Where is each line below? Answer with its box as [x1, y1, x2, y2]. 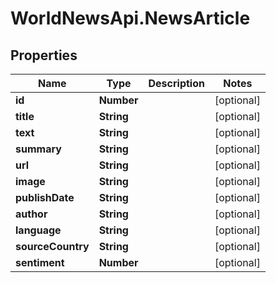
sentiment [15, 256, 65, 269]
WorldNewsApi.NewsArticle [10, 7, 251, 30]
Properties [10, 47, 78, 64]
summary [15, 142, 62, 156]
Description [148, 77, 205, 90]
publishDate [15, 191, 75, 204]
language [15, 223, 62, 237]
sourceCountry [15, 240, 90, 253]
